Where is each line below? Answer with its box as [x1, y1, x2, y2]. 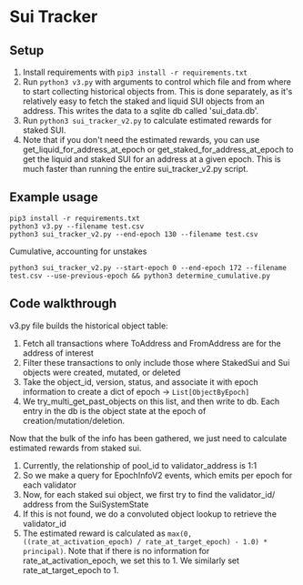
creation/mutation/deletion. [22, 415, 126, 426]
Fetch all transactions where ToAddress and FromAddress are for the [22, 338, 282, 348]
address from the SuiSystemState [22, 499, 149, 509]
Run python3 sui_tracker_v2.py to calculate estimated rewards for [22, 116, 272, 126]
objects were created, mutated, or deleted [22, 367, 181, 378]
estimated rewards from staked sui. [9, 442, 142, 453]
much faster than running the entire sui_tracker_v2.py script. [22, 164, 248, 174]
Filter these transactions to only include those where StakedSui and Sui [22, 357, 290, 368]
